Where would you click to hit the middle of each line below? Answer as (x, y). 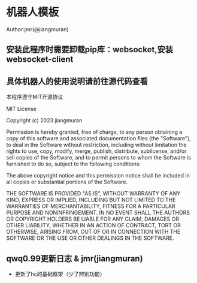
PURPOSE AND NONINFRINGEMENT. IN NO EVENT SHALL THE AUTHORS (98, 213)
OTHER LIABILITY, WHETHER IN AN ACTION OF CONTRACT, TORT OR (93, 225)
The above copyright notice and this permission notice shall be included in (98, 176)
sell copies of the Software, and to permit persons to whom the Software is (99, 158)
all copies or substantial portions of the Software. (67, 182)
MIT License (22, 109)
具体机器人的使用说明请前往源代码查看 (77, 81)
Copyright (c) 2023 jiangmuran (44, 121)
